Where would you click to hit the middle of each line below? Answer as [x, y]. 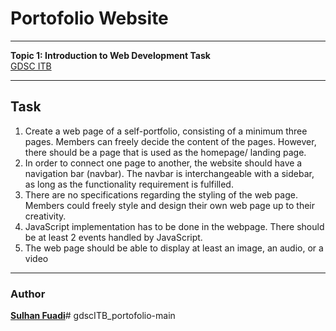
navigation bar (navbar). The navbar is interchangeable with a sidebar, [169, 173]
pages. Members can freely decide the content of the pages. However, [170, 141]
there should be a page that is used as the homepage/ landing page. [165, 152]
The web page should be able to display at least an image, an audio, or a [174, 248]
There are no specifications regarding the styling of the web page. [161, 194]
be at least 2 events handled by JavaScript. [113, 237]
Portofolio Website [89, 18]
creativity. [45, 216]
